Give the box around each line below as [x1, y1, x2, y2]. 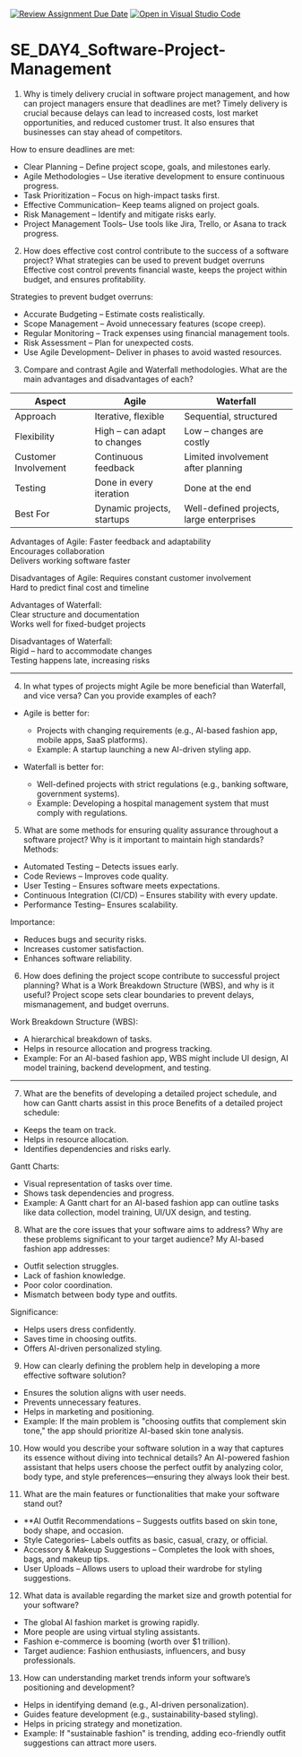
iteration [94, 487, 130, 499]
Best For [14, 507, 50, 520]
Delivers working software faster [10, 555, 131, 566]
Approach [14, 410, 56, 422]
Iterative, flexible [94, 410, 165, 422]
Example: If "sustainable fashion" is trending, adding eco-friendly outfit [22, 1727, 286, 1738]
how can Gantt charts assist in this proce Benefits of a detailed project [22, 1097, 283, 1108]
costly [184, 436, 210, 448]
